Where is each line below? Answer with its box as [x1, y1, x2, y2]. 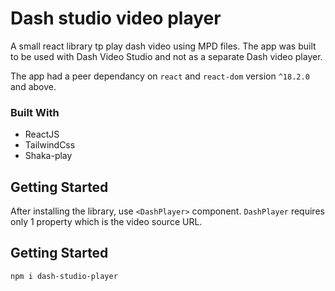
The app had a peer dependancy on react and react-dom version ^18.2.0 [10, 70, 310, 82]
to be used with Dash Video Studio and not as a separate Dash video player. [10, 50, 323, 62]
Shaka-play [24, 150, 73, 162]
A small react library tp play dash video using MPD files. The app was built [10, 40, 317, 52]
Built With [10, 105, 60, 119]
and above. [10, 80, 57, 92]
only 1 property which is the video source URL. [10, 216, 203, 228]
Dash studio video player [10, 7, 222, 30]
